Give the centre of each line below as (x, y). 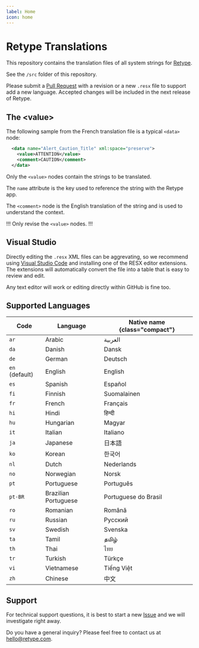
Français (116, 404)
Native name (147, 322)
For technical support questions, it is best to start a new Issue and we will (96, 615)
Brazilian (57, 493)
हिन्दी (109, 413)
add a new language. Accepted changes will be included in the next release (98, 92)
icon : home (20, 17)
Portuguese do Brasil (133, 497)
